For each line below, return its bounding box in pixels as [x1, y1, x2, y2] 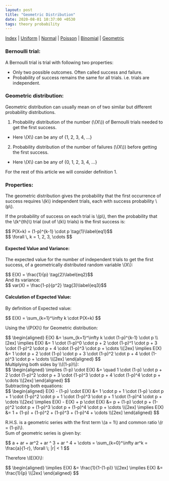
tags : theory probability [5, 21, 60, 27]
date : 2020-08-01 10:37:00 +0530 [5, 17, 76, 22]
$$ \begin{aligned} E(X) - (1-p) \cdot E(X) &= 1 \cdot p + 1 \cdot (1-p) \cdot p [5, 388, 164, 394]
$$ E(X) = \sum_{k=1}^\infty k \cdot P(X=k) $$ [5, 315, 101, 321]
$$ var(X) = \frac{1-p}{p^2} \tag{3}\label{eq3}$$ [5, 282, 107, 288]
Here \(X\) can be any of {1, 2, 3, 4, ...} [12, 134, 92, 140]
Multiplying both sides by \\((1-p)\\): [5, 361, 79, 367]
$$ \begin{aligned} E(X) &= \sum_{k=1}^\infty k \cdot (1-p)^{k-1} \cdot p [5, 334, 154, 340]
